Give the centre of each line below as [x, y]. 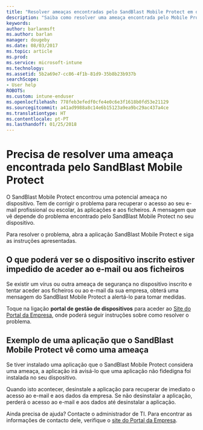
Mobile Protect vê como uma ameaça [78, 350]
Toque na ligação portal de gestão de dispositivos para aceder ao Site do [99, 308]
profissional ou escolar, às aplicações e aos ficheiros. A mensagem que [107, 210]
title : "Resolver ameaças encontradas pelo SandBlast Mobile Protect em [100, 12]
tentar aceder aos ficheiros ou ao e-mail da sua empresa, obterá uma [92, 290]
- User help [21, 85]
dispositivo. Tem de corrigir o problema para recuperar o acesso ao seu [96, 203]
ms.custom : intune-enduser [40, 96]
